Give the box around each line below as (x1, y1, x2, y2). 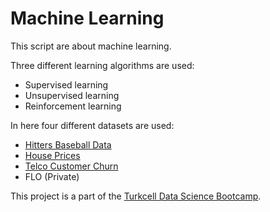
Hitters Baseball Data (24, 138, 112, 151)
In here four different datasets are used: (10, 119, 175, 131)
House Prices (24, 149, 81, 161)
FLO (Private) (24, 170, 80, 182)
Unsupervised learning (24, 89, 120, 101)
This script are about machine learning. (10, 40, 172, 52)
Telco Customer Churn (24, 160, 119, 172)
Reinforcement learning (24, 100, 122, 112)
